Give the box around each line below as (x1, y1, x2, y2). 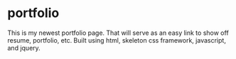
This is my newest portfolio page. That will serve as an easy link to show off (7, 28, 229, 37)
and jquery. (7, 43, 41, 52)
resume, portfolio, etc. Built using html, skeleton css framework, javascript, (7, 36, 226, 44)
